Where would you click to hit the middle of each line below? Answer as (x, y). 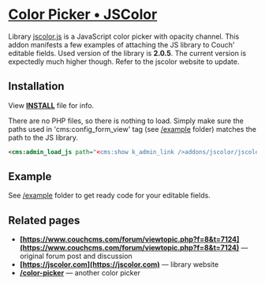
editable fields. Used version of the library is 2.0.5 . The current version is (127, 53)
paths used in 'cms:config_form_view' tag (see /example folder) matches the (132, 129)
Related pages (44, 220)
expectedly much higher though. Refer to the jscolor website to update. (124, 62)
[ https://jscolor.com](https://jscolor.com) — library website (119, 264)
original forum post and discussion (76, 256)
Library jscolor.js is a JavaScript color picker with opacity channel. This (124, 36)
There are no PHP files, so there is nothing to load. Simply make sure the (126, 121)
